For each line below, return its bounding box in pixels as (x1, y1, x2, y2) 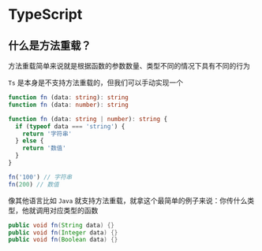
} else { (15, 137, 44, 145)
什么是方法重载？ (8, 39, 92, 52)
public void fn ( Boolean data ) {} (8, 236, 118, 244)
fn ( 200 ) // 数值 (8, 180, 59, 188)
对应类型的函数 (49, 205, 99, 215)
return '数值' (22, 144, 66, 153)
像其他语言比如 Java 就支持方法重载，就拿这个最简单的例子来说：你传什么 (8, 195, 248, 205)
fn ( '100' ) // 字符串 (8, 173, 73, 181)
